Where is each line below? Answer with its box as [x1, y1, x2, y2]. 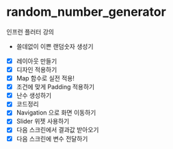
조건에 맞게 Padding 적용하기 [16, 83, 95, 91]
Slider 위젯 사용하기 [16, 117, 70, 126]
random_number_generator [6, 4, 167, 20]
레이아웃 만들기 [16, 56, 57, 65]
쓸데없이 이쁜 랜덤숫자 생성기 [16, 42, 94, 50]
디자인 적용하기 [16, 66, 57, 73]
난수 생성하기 [16, 91, 52, 100]
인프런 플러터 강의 [6, 27, 54, 36]
